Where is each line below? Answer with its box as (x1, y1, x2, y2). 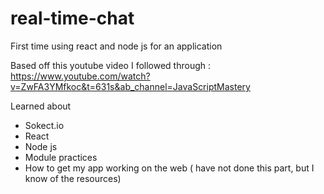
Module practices (24, 151, 98, 163)
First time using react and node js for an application (10, 40, 223, 52)
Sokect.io (24, 119, 65, 131)
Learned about (10, 100, 72, 112)
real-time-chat (10, 7, 135, 30)
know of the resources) (24, 172, 122, 184)
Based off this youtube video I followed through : (10, 59, 211, 71)
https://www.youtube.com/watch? (10, 70, 151, 82)
